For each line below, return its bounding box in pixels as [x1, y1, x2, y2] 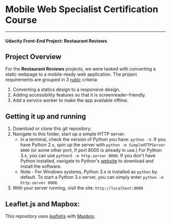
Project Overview [5, 52, 62, 61]
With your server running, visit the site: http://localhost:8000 [12, 185, 144, 191]
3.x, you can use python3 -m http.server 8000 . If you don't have [20, 152, 156, 158]
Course [5, 14, 37, 26]
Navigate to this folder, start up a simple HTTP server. [12, 131, 126, 137]
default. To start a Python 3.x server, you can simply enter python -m [20, 174, 164, 180]
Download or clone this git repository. [12, 125, 92, 132]
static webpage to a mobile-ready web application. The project [5, 71, 137, 77]
